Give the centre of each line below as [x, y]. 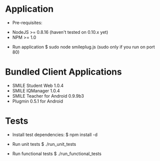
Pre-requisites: [27, 23]
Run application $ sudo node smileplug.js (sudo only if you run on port [83, 47]
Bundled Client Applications [64, 72]
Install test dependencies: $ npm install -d [55, 134]
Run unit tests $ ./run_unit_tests [44, 144]
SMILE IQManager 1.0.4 [36, 91]
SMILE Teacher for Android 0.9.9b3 [48, 96]
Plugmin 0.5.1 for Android [37, 101]
